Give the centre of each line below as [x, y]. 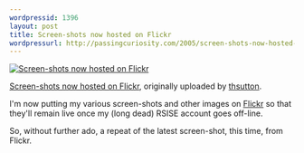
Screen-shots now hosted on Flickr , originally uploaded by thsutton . [136, 86]
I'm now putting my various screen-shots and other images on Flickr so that [151, 104]
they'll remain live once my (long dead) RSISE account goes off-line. [136, 113]
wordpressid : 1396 [44, 18]
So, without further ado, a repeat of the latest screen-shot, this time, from [146, 131]
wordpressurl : [36, 43]
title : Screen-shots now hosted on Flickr [90, 34]
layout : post [34, 26]
